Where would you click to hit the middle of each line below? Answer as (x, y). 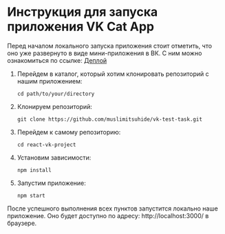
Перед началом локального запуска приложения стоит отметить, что (109, 46)
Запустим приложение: (51, 183)
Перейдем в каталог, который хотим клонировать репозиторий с (113, 74)
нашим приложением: (50, 81)
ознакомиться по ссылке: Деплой (57, 60)
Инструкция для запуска (83, 12)
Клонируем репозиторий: (55, 106)
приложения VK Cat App (81, 27)
